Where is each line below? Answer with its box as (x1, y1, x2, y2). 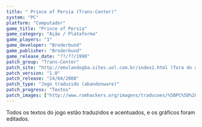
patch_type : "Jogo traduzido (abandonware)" (6, 81, 120, 87)
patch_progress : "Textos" (6, 87, 71, 93)
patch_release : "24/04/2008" (6, 75, 79, 81)
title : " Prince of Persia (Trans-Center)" (6, 8, 117, 15)
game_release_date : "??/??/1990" (6, 53, 90, 59)
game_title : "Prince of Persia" (6, 25, 87, 32)
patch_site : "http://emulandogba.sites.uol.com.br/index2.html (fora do (6, 64, 192, 71)
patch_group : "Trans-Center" (6, 59, 79, 65)
